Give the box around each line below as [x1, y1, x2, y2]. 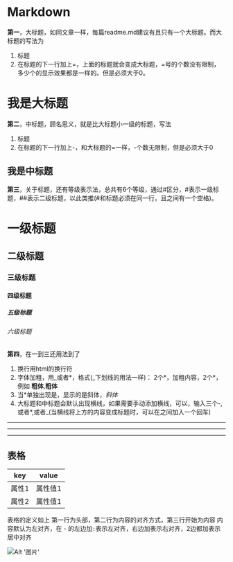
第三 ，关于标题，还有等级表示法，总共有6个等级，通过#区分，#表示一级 [7, 185, 214, 193]
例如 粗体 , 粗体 [17, 382, 58, 390]
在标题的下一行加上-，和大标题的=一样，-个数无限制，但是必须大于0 [17, 143, 214, 151]
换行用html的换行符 [17, 365, 73, 373]
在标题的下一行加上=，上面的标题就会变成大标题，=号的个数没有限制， [17, 60, 221, 68]
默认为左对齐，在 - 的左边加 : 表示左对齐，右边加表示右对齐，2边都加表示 [12, 525, 221, 533]
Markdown [7, 4, 71, 20]
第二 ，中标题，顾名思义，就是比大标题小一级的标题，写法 [7, 119, 171, 128]
